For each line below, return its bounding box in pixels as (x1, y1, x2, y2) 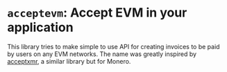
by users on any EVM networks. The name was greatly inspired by (7, 50, 196, 58)
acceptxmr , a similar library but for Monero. (7, 57, 131, 65)
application (7, 19, 74, 35)
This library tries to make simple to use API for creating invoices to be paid (7, 42, 220, 51)
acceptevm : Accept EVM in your (7, 5, 187, 21)
